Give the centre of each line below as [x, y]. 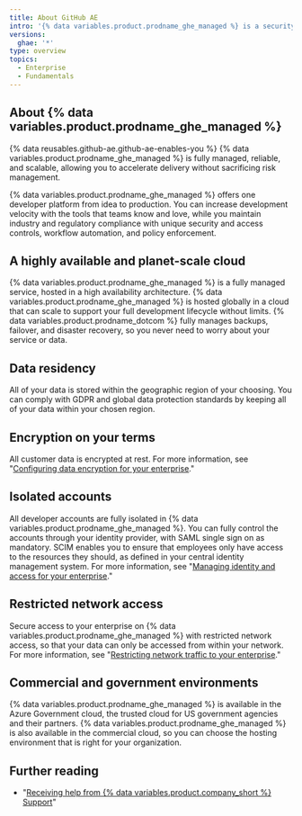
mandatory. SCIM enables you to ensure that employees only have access [147, 547]
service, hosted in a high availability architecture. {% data [116, 292]
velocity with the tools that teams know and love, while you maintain [135, 213]
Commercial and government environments [134, 683]
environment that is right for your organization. [96, 742]
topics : [24, 59]
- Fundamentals [46, 76]
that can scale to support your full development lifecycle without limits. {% [147, 311]
